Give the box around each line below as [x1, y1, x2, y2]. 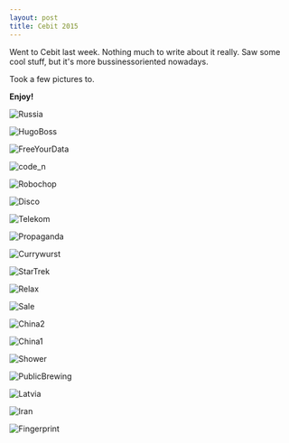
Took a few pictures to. [9, 73, 95, 84]
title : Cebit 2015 [9, 22, 79, 31]
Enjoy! [9, 91, 34, 102]
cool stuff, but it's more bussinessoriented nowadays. [9, 56, 210, 67]
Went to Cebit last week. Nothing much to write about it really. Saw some [9, 46, 281, 57]
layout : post [9, 13, 59, 23]
